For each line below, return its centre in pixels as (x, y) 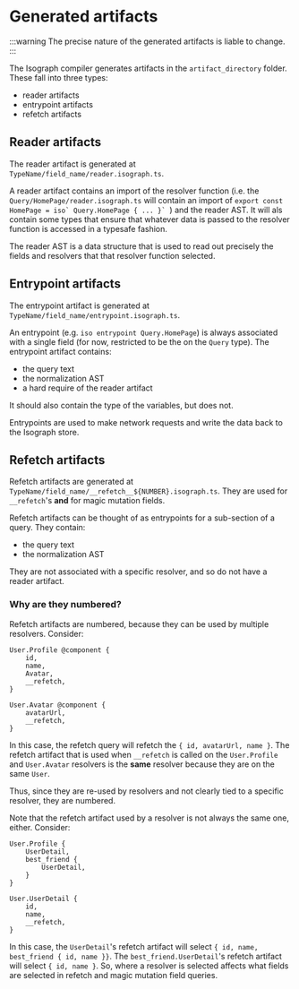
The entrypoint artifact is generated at (80, 305)
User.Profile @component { (60, 650)
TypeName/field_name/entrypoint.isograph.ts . (95, 314)
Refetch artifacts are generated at (72, 482)
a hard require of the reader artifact (88, 388)
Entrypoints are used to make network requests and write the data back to (146, 422)
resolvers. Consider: (47, 633)
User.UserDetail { (43, 899)
